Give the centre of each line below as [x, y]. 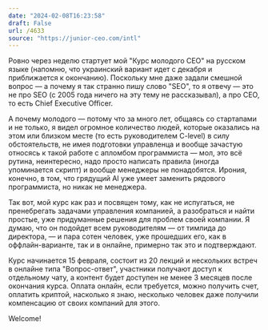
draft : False [30, 23]
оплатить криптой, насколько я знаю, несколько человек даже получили [133, 295]
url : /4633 [26, 30]
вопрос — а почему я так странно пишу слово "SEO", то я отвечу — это [131, 87]
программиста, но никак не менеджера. [78, 187]
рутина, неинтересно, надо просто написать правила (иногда [114, 162]
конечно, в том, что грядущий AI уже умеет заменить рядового [117, 179]
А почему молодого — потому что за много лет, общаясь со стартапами [133, 119]
